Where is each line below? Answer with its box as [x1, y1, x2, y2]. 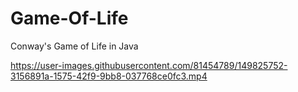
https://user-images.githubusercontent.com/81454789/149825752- [10, 59, 288, 71]
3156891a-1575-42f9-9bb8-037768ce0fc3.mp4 [10, 70, 208, 82]
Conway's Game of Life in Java [10, 40, 139, 52]
